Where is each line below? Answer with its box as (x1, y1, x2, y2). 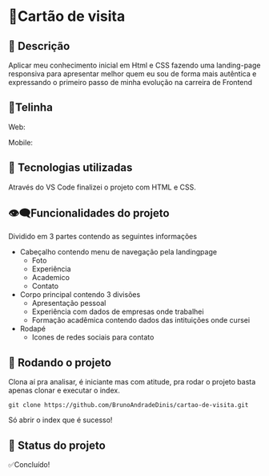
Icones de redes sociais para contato (31, 332, 155, 342)
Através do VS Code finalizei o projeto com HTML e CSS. (8, 182, 196, 192)
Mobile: (8, 137, 34, 147)
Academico (31, 273, 70, 283)
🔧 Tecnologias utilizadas (8, 161, 133, 175)
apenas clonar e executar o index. (8, 385, 120, 396)
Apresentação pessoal (31, 299, 106, 308)
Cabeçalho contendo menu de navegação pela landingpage (19, 247, 218, 257)
